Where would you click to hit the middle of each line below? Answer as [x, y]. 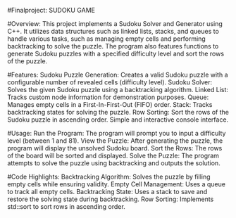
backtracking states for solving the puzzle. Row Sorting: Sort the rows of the [118, 112]
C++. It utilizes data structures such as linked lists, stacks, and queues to [113, 31]
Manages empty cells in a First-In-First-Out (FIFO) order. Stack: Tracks [110, 104]
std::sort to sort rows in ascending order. [66, 206]
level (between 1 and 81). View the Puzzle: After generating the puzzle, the [115, 141]
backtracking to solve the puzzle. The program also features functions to [113, 46]
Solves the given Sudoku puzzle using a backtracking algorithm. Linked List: [118, 90]
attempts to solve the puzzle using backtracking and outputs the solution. [114, 163]
